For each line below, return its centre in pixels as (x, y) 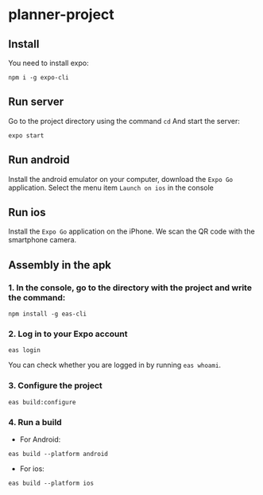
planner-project (62, 15)
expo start (26, 135)
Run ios (27, 213)
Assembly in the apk (60, 265)
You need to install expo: (48, 63)
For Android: (40, 439)
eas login (25, 350)
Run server (36, 102)
